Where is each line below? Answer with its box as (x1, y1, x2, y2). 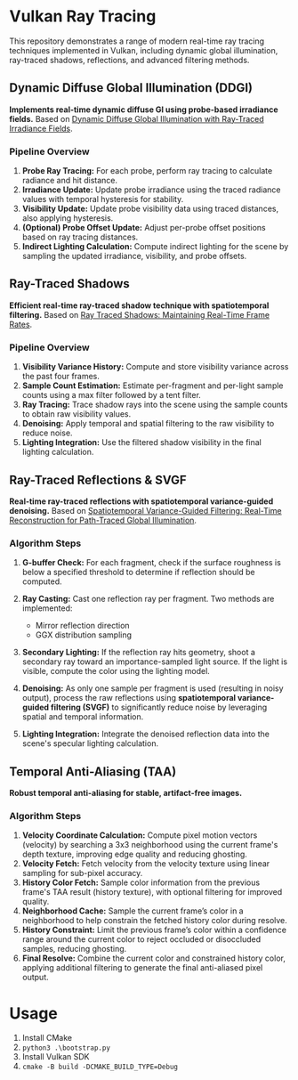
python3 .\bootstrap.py (21, 1043, 111, 1052)
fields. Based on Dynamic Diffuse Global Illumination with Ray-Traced (9, 113, 264, 124)
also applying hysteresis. (21, 213, 114, 223)
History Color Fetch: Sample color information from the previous (21, 877, 261, 888)
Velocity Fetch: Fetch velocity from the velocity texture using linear (21, 858, 270, 869)
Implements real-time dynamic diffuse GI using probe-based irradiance (9, 104, 278, 115)
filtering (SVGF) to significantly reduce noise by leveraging (50, 702, 268, 713)
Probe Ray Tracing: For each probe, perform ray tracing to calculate (21, 166, 273, 176)
